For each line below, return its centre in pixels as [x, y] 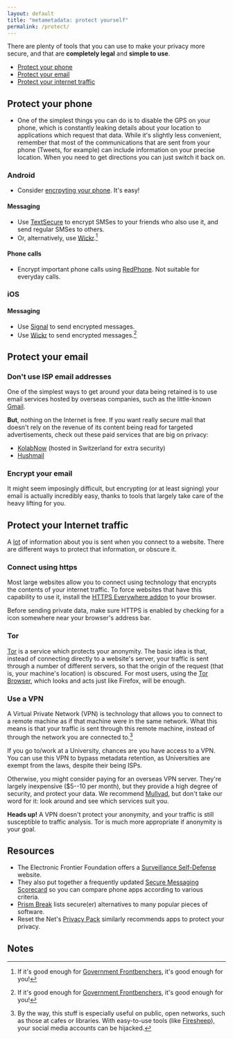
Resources [31, 851]
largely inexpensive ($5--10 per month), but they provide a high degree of [113, 786]
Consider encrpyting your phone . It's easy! [78, 190]
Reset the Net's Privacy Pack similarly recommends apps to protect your [121, 919]
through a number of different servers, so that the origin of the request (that [115, 666]
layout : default [31, 14]
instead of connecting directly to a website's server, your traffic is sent [108, 658]
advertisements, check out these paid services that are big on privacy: [108, 435]
